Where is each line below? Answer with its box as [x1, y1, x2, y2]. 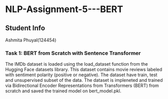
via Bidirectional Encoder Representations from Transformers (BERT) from [5, 82, 159, 89]
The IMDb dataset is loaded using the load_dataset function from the [5, 61, 148, 67]
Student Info [5, 24, 45, 32]
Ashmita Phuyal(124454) [5, 37, 57, 43]
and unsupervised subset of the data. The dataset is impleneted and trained [5, 77, 163, 83]
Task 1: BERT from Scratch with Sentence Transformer [5, 49, 141, 57]
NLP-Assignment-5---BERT [5, 4, 124, 15]
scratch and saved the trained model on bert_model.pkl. [5, 88, 122, 94]
